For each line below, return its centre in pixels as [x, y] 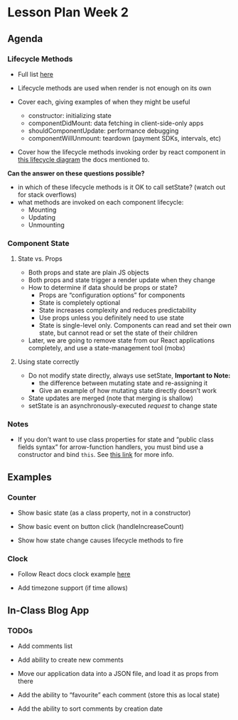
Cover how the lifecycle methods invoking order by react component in [121, 152]
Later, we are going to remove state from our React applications [121, 340]
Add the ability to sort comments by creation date [90, 709]
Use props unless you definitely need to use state [112, 318]
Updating [42, 217]
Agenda [25, 39]
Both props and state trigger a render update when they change [121, 280]
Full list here [35, 74]
